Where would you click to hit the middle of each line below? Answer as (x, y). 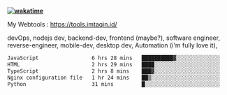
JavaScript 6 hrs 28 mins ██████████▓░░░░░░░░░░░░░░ (113, 58)
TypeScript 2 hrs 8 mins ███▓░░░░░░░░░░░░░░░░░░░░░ (113, 71)
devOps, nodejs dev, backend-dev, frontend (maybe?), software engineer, (114, 38)
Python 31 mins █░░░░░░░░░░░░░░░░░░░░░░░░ (113, 84)
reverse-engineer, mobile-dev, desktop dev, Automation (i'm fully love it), (112, 45)
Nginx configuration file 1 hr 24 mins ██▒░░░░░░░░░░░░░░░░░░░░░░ (113, 78)
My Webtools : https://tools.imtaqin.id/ (62, 24)
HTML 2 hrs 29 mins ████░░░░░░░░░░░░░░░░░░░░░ (113, 64)
